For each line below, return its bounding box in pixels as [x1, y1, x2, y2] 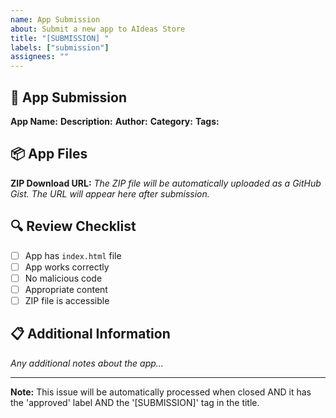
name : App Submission [10, 14, 101, 25]
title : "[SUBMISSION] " [10, 33, 110, 43]
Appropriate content [24, 283, 108, 295]
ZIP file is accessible [24, 294, 110, 306]
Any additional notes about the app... [10, 357, 164, 369]
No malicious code [24, 272, 103, 284]
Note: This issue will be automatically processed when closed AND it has [10, 386, 312, 398]
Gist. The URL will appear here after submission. [10, 187, 210, 200]
